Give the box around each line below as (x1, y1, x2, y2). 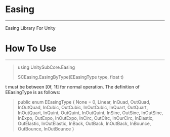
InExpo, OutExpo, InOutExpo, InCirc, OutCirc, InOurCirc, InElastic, (17, 115, 154, 121)
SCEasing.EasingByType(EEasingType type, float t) (17, 74, 124, 80)
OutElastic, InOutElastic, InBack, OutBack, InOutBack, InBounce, (17, 120, 151, 126)
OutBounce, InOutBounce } (17, 125, 74, 132)
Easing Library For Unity (5, 25, 56, 31)
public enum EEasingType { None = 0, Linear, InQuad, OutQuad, (17, 99, 151, 105)
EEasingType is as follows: (5, 89, 61, 95)
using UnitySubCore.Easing (17, 64, 75, 70)
